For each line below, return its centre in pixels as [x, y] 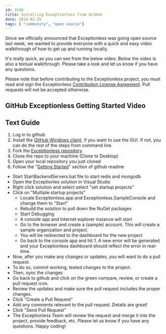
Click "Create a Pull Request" [43, 299]
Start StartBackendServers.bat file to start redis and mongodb [77, 177]
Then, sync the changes [37, 273]
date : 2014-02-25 [23, 19]
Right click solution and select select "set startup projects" [73, 187]
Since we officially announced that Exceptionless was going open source [81, 38]
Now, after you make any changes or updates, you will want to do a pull [87, 257]
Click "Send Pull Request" [39, 310]
